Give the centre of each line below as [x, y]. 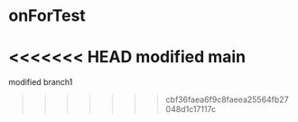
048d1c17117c [191, 109]
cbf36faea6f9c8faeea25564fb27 [228, 99]
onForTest [47, 16]
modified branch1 [41, 82]
